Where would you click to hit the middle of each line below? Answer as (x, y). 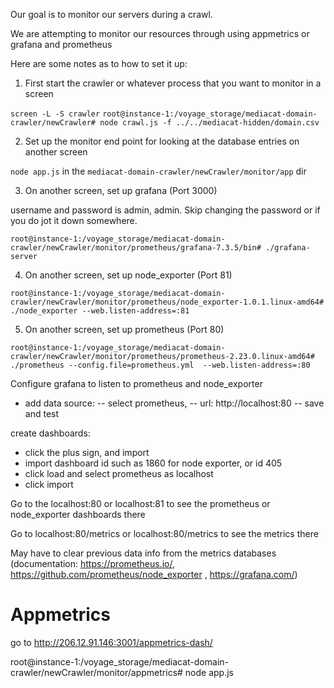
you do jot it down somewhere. (74, 220)
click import (49, 484)
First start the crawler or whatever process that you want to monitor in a (173, 83)
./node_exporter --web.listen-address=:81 (100, 311)
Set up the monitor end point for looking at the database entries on (162, 141)
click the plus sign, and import (87, 452)
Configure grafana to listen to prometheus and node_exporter (136, 383)
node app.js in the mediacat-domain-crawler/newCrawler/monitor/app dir (158, 171)
